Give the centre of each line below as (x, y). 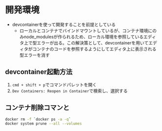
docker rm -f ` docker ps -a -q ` (38, 119)
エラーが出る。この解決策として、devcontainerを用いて (93, 43)
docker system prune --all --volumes (44, 124)
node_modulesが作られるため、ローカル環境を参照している (83, 37)
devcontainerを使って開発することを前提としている (64, 24)
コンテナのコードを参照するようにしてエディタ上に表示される (94, 49)
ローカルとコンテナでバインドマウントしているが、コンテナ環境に (86, 30)
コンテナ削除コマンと (37, 108)
